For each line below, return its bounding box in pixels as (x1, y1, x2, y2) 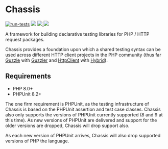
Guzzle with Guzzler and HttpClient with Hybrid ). (5, 57, 108, 63)
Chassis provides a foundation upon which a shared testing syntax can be (5, 46, 161, 52)
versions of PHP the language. (5, 138, 69, 144)
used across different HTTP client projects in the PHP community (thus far (5, 52, 162, 58)
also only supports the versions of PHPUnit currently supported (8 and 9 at (5, 111, 163, 118)
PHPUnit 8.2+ (12, 91, 42, 97)
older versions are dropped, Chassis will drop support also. (5, 122, 130, 129)
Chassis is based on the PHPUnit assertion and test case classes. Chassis (5, 106, 161, 112)
